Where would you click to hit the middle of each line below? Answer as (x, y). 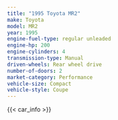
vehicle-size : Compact (39, 84)
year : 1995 (23, 33)
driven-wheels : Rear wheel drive (55, 64)
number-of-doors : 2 (35, 71)
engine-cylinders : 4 (36, 52)
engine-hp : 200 (29, 45)
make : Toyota (26, 20)
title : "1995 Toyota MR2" (44, 13)
